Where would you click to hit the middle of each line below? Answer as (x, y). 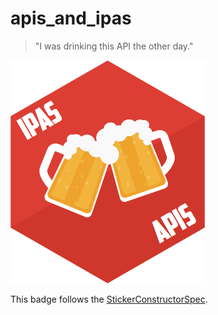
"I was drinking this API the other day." (114, 46)
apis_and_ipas (71, 18)
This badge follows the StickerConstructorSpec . (109, 299)
